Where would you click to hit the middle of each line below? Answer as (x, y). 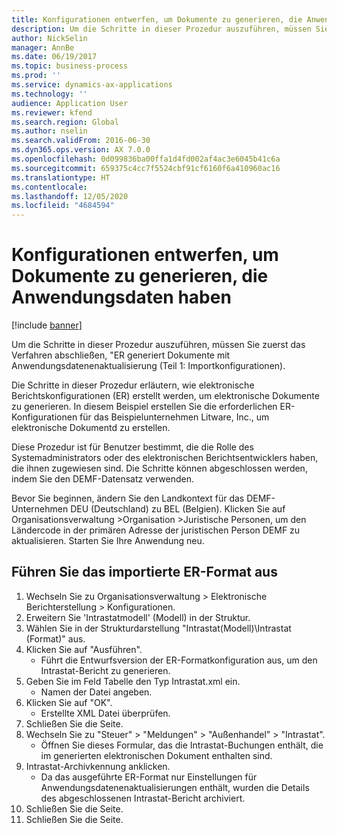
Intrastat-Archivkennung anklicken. (98, 766)
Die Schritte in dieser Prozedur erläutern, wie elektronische (133, 385)
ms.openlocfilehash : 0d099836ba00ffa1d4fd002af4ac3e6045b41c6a (146, 159)
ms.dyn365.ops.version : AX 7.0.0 (81, 150)
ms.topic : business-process (70, 66)
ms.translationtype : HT (61, 177)
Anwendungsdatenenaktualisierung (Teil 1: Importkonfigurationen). (148, 366)
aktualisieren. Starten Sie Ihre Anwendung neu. (108, 541)
